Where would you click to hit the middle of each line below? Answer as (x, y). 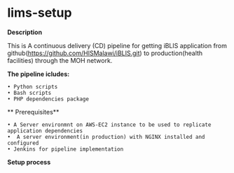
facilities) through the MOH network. (60, 60)
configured (23, 143)
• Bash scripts (29, 93)
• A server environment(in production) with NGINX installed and (106, 137)
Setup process (29, 162)
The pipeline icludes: (39, 74)
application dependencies (45, 130)
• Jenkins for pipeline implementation (66, 149)
